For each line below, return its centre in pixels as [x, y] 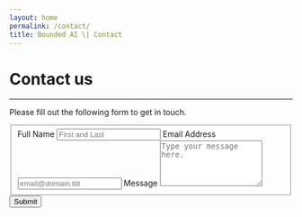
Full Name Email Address [117, 134]
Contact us [51, 79]
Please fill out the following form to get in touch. [98, 113]
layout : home [34, 18]
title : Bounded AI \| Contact [66, 34]
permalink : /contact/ [50, 26]
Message [141, 183]
